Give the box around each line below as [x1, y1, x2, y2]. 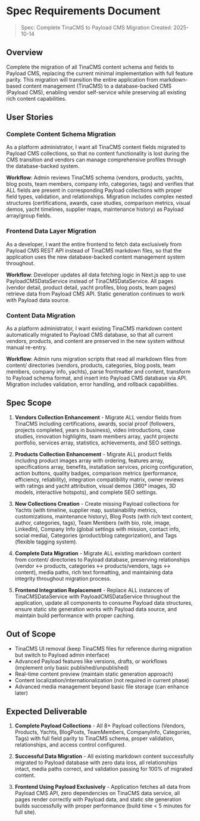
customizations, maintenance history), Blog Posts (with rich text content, [14, 512, 193, 520]
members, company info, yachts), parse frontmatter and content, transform [6, 368, 191, 375]
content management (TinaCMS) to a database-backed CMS [23, 82, 172, 89]
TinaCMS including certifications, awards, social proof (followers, [14, 420, 176, 427]
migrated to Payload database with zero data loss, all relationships [14, 759, 177, 766]
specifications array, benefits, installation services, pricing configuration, [14, 463, 193, 470]
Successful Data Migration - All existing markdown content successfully [14, 752, 194, 760]
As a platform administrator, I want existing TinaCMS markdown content [6, 325, 183, 332]
